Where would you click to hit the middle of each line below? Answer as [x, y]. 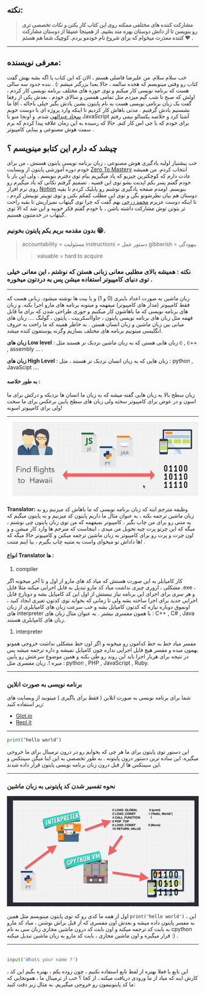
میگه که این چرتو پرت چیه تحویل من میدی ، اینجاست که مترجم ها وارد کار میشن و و [101, 528]
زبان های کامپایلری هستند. [36, 619]
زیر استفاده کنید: [26, 704]
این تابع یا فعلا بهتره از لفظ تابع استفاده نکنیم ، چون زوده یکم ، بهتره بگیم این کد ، [98, 971]
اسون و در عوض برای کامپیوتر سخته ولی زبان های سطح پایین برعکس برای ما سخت [102, 402]
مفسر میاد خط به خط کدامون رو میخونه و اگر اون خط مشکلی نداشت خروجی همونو [102, 643]
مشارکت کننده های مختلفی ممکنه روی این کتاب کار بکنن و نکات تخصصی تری [107, 24]
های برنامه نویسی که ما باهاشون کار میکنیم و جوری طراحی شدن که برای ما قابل [98, 311]
